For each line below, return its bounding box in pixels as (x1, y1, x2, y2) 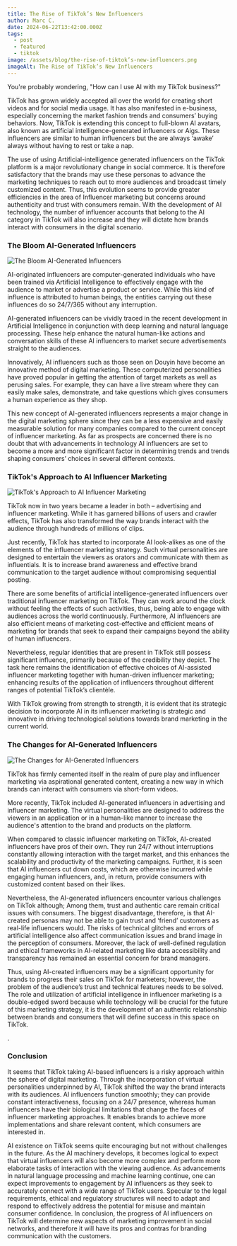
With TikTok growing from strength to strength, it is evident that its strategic (7, 699, 227, 708)
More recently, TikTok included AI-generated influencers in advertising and (7, 798, 226, 807)
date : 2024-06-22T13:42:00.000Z (7, 23, 102, 30)
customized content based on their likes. (7, 879, 126, 888)
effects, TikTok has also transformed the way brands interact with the (7, 517, 209, 525)
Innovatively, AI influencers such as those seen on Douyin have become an (7, 358, 226, 366)
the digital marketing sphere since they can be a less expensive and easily (7, 416, 224, 425)
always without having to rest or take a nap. (7, 141, 134, 149)
